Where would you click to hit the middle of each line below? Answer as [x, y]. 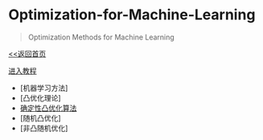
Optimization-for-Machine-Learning [132, 15]
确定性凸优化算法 [48, 108]
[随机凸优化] [41, 117]
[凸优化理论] [41, 97]
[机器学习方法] [44, 88]
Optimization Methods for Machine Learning [101, 37]
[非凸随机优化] [44, 128]
